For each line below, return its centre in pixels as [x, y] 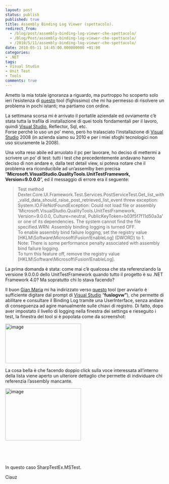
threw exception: [141, 200]
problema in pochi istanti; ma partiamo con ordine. [58, 106]
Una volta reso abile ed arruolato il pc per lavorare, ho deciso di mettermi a [83, 152]
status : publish [22, 15]
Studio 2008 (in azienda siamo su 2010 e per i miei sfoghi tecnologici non [81, 137]
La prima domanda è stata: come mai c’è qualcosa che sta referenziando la [83, 269]
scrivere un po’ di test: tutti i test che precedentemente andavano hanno [80, 158]
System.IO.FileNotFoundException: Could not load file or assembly [87, 205]
